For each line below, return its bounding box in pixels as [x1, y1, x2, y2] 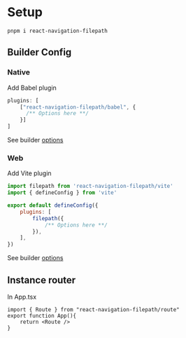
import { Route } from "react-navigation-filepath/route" [7, 306, 180, 313]
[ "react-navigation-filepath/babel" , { [20, 103, 136, 111]
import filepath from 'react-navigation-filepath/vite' [7, 183, 173, 190]
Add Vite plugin [7, 169, 52, 177]
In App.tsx [7, 292, 37, 301]
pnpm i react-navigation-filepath [7, 27, 108, 34]
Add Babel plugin [7, 83, 57, 92]
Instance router [7, 274, 76, 286]
